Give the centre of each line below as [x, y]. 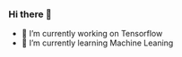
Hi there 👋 [30, 14]
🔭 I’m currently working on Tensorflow [92, 34]
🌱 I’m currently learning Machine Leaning [97, 43]
